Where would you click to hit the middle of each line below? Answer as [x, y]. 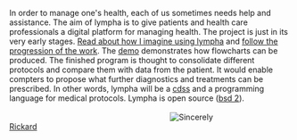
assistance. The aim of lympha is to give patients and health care [128, 22]
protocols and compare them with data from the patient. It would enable [141, 70]
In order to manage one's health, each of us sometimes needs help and [140, 13]
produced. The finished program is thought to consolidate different [132, 60]
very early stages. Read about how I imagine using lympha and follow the [144, 41]
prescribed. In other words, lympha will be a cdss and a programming [137, 89]
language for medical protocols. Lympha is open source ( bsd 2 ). [127, 98]
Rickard [23, 127]
